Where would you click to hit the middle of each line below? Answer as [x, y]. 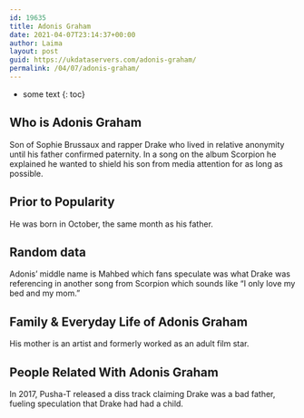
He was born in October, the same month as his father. [111, 224]
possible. [26, 173]
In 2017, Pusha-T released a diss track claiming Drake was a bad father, [142, 394]
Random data [48, 252]
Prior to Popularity [62, 202]
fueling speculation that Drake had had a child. [97, 403]
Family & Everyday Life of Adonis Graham [128, 321]
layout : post [34, 52]
